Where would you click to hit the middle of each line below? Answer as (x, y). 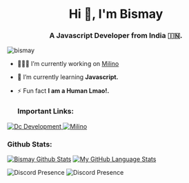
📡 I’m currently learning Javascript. (68, 77)
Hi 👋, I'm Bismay (116, 14)
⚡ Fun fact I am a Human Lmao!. (63, 91)
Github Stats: (30, 144)
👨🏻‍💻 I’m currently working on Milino (68, 64)
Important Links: (46, 111)
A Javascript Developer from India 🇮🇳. (116, 36)
